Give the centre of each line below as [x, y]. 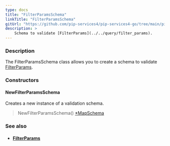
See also [16, 126]
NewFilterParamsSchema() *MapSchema [61, 113]
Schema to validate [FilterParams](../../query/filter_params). [83, 33]
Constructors [22, 80]
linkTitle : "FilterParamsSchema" [40, 19]
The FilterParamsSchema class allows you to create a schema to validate [81, 62]
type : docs [17, 10]
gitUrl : [13, 24]
